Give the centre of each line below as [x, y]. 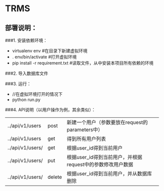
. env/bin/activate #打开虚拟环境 [44, 57]
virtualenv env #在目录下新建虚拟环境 [50, 51]
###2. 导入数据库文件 [27, 73]
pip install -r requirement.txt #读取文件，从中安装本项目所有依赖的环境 [83, 63]
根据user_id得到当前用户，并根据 [104, 157]
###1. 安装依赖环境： [26, 40]
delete [55, 177]
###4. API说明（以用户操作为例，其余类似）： [51, 110]
